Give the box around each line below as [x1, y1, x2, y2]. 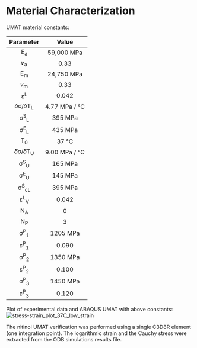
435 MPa [52, 125, 78, 134]
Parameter [9, 37, 40, 46]
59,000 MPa [47, 49, 83, 57]
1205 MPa [50, 229, 80, 237]
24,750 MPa [47, 70, 83, 78]
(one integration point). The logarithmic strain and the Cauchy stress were [6, 330, 187, 337]
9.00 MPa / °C [45, 148, 85, 156]
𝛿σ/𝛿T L [14, 102, 34, 111]
